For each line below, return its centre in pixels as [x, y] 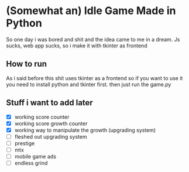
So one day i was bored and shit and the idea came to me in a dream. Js [93, 39]
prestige [25, 143]
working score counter [42, 117]
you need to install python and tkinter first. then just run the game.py [89, 84]
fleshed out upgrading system [51, 136]
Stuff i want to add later [50, 103]
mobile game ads [35, 156]
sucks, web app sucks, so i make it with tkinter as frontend [77, 46]
